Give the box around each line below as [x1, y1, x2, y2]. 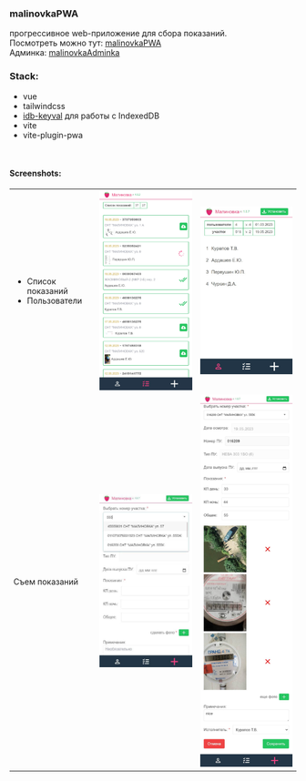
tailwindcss [22, 100, 66, 111]
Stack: [9, 70, 39, 83]
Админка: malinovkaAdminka [9, 47, 120, 58]
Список [26, 276, 56, 287]
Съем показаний [13, 576, 79, 587]
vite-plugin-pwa [22, 129, 84, 140]
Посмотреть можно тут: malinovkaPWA [9, 37, 162, 48]
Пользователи [26, 295, 83, 307]
